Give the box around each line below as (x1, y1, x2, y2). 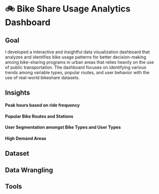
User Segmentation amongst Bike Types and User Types (5, 124, 121, 130)
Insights (5, 89, 31, 97)
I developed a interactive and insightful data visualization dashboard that (5, 49, 150, 55)
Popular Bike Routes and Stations (5, 113, 74, 119)
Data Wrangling (5, 166, 53, 174)
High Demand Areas (5, 135, 47, 141)
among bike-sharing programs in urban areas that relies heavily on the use (5, 60, 154, 65)
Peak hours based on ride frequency (5, 102, 80, 108)
